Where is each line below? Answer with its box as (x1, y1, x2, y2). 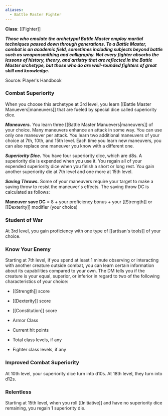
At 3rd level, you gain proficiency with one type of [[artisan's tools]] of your (5, 228, 161, 234)
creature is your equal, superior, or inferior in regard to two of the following (5, 273, 160, 279)
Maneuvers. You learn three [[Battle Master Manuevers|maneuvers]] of (5, 121, 153, 127)
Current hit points (12, 327, 49, 333)
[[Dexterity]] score (12, 298, 51, 304)
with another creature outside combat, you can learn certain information (5, 262, 154, 268)
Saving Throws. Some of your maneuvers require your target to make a (5, 178, 154, 184)
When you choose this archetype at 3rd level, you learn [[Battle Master (5, 101, 151, 107)
